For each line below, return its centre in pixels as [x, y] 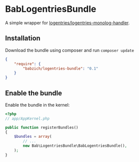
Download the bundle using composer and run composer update [70, 50]
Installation [23, 38]
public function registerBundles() [42, 127]
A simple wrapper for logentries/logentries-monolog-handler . [68, 23]
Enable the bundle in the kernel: [38, 105]
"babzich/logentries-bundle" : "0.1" [61, 68]
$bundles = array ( [33, 137]
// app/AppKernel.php [27, 119]
